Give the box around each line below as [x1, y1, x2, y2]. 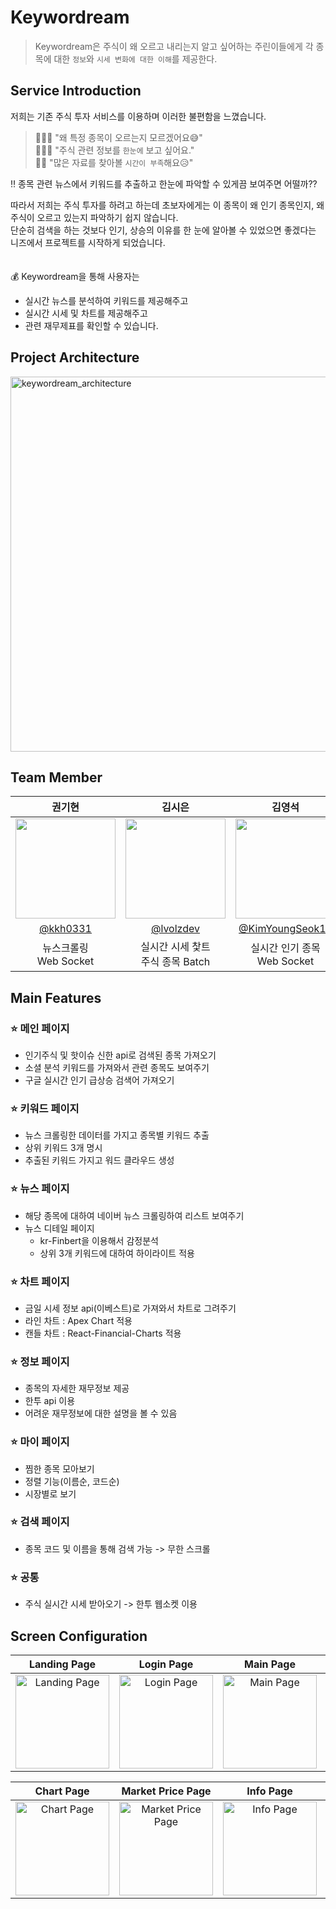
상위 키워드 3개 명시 [24, 1142, 103, 1154]
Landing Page [28, 1657, 97, 1671]
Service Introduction [10, 82, 142, 100]
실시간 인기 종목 [250, 941, 321, 955]
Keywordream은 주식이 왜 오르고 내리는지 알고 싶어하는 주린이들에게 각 [34, 40, 314, 52]
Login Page [138, 1657, 194, 1671]
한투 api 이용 [24, 1395, 76, 1407]
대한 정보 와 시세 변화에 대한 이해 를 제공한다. [53, 52, 218, 65]
